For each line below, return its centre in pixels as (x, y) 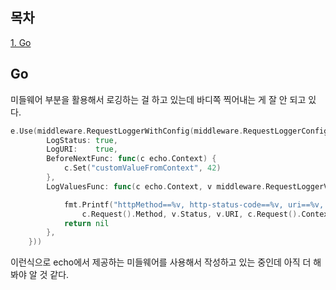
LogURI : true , (82, 149)
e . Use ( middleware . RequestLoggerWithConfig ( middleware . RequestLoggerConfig (169, 131)
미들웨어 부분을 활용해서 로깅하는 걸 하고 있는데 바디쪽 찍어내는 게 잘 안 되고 (158, 99)
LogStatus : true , (82, 140)
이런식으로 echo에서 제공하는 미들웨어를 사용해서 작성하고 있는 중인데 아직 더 (161, 262)
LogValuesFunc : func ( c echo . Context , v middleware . (156, 186)
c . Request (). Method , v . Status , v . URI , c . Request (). (191, 214)
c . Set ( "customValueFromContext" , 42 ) (142, 168)
